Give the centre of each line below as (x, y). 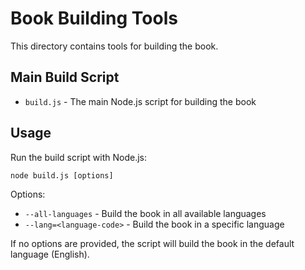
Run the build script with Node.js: (79, 157)
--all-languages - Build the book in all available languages (145, 213)
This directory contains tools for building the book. (114, 46)
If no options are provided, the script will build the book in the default (152, 243)
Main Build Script (65, 77)
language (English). (50, 254)
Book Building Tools (94, 18)
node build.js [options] (62, 175)
